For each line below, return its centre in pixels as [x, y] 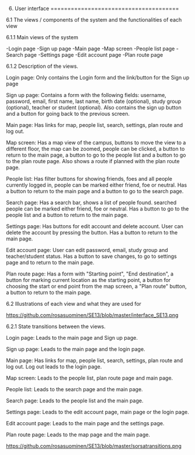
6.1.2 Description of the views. [42, 66]
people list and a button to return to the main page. [67, 215]
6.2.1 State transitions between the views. [56, 326]
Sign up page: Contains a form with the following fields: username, [86, 95]
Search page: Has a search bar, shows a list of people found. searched [91, 202]
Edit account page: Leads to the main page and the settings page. [85, 423]
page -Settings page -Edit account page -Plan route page [94, 55]
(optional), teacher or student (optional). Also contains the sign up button [94, 107]
